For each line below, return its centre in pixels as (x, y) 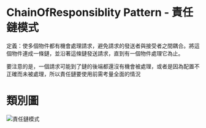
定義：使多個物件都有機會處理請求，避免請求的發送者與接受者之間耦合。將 (100, 46)
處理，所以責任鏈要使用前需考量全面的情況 (87, 74)
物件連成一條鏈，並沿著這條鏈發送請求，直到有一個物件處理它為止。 (97, 53)
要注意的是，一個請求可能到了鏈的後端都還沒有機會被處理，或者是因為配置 (100, 66)
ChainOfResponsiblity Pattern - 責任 (100, 12)
